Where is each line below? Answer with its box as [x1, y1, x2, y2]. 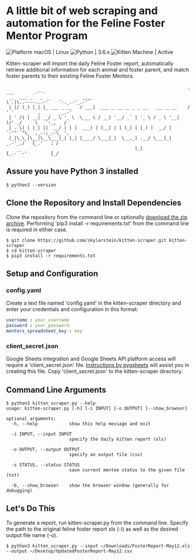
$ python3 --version [6, 182, 57, 188]
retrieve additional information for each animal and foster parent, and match [6, 66, 190, 73]
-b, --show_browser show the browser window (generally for [11, 483, 169, 488]
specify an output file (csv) [69, 451, 143, 457]
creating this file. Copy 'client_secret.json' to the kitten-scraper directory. [6, 368, 183, 375]
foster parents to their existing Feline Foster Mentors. [6, 72, 134, 79]
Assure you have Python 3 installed [6, 166, 138, 177]
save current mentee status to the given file [69, 467, 185, 473]
